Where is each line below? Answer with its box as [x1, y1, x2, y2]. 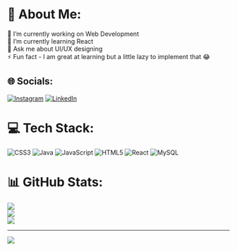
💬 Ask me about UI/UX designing [7, 44, 103, 53]
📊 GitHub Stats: [7, 174, 104, 190]
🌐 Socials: [7, 75, 54, 87]
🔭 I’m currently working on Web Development [7, 30, 140, 38]
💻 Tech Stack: [7, 120, 95, 136]
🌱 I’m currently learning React [7, 37, 94, 45]
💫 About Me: [7, 6, 82, 22]
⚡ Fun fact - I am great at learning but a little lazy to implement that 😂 [7, 52, 210, 60]
